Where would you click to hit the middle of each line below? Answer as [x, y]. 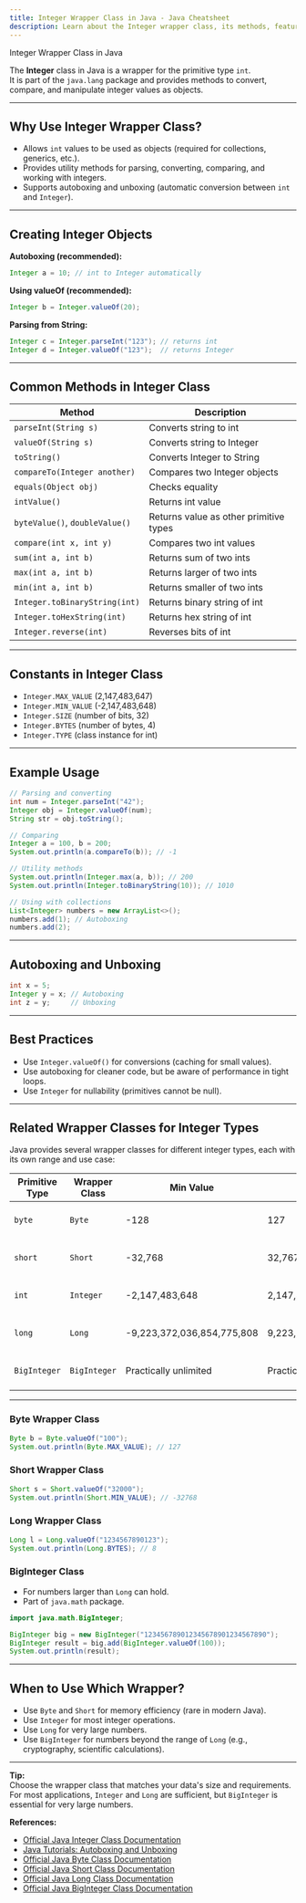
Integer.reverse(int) [61, 632]
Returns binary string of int [206, 602]
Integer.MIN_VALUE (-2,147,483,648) [90, 706]
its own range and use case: [62, 1159]
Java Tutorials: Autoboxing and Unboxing [100, 1850]
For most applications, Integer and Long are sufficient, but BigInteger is [143, 1795]
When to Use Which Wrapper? [97, 1688]
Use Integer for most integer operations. [99, 1720]
